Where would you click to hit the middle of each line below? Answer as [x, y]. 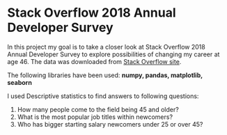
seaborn [20, 82]
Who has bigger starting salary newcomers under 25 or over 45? [110, 124]
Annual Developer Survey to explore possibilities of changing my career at [113, 54]
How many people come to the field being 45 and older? [98, 109]
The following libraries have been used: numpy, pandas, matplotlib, [105, 75]
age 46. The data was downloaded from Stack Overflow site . [94, 61]
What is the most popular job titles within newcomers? [95, 117]
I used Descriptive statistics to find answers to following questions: [103, 96]
